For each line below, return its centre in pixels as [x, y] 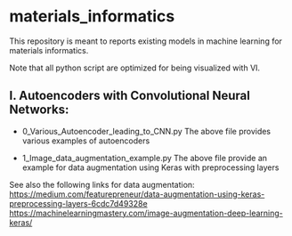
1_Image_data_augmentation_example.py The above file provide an [145, 158]
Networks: [39, 110]
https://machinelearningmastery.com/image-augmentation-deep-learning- [146, 213]
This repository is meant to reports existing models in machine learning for [146, 41]
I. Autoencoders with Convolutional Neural [130, 96]
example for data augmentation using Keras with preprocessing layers [150, 167]
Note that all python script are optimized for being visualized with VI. [135, 68]
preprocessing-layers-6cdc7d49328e [79, 203]
